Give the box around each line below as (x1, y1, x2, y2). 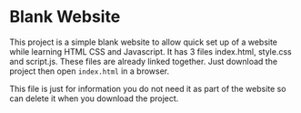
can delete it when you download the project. (9, 93, 179, 104)
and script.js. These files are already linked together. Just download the (9, 56, 278, 67)
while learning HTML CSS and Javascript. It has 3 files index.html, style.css (9, 46, 293, 56)
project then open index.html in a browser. (9, 66, 170, 77)
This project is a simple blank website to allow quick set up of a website (9, 36, 278, 47)
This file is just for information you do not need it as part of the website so (9, 83, 286, 94)
